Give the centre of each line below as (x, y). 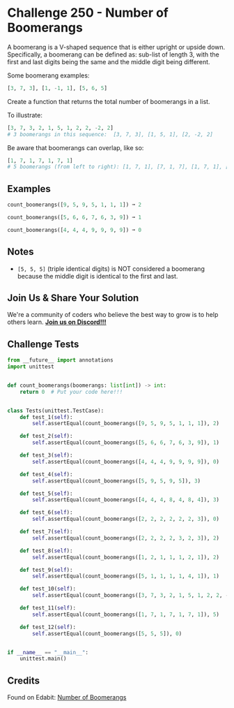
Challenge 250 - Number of (88, 13)
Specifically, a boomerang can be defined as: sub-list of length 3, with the (113, 54)
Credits (24, 680)
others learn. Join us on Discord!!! (57, 322)
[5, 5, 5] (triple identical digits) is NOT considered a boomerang (111, 268)
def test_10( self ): (48, 589)
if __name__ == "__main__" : (48, 652)
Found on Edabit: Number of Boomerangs (67, 698)
